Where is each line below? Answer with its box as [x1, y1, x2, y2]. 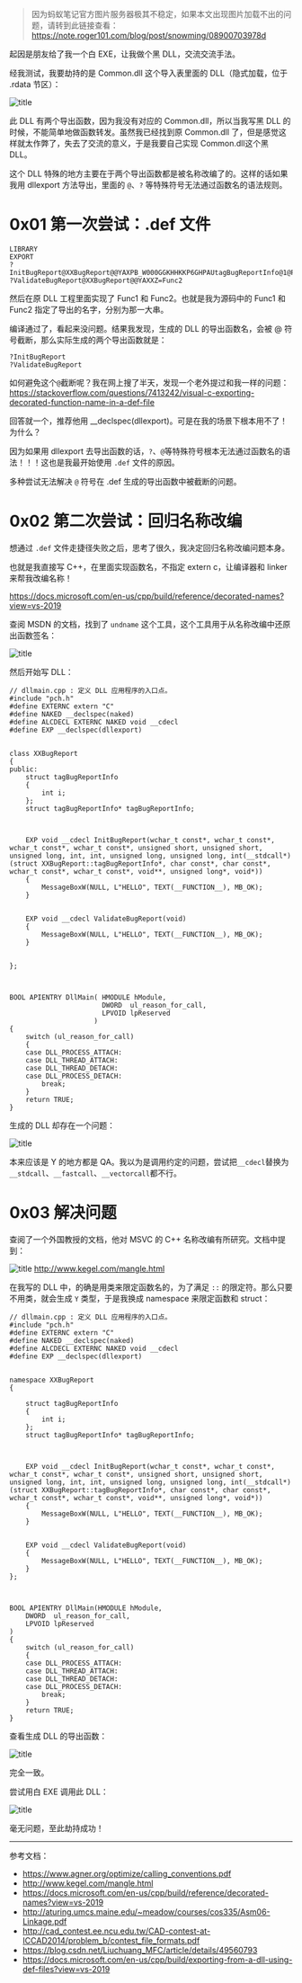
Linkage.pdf [22, 1916, 67, 1926]
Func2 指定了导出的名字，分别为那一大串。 [9, 304, 169, 315]
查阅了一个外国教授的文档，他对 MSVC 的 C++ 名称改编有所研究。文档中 [9, 1233, 279, 1244]
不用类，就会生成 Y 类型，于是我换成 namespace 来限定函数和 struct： [9, 1293, 271, 1303]
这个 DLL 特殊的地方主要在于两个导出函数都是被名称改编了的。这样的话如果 [9, 168, 289, 179]
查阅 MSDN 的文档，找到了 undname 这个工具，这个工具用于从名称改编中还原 [9, 618, 291, 629]
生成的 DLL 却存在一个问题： [9, 1119, 115, 1131]
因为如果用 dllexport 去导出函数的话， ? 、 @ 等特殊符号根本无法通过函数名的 [9, 445, 283, 457]
